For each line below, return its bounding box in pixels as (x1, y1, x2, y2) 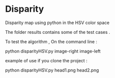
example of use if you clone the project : (5, 57, 88, 63)
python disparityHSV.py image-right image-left (5, 48, 101, 54)
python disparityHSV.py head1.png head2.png (5, 67, 99, 73)
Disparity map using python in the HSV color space (5, 20, 110, 26)
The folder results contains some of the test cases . (5, 29, 111, 35)
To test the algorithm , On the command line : (5, 38, 98, 45)
